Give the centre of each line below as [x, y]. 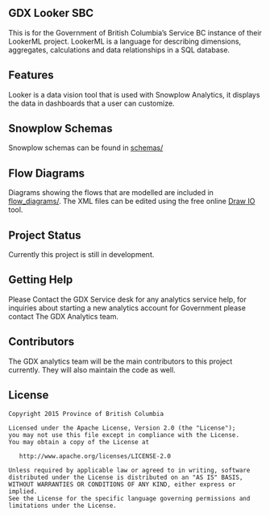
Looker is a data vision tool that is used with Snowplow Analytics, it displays [134, 94]
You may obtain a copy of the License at [79, 442]
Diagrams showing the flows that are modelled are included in [111, 193]
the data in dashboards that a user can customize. [91, 103]
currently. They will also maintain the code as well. [92, 369]
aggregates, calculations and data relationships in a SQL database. [119, 50]
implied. [23, 491]
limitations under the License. [62, 506]
